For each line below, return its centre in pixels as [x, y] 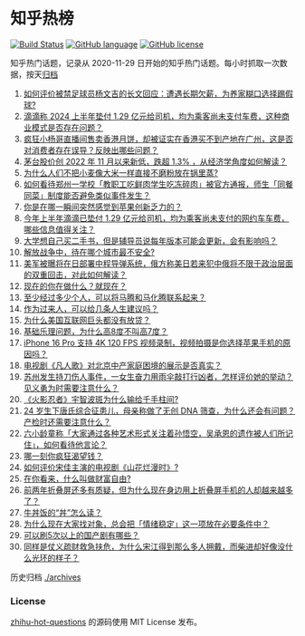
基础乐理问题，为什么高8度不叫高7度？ [95, 331]
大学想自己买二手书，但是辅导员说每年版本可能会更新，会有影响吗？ [150, 240]
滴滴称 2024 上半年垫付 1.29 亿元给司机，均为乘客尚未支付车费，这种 [152, 116]
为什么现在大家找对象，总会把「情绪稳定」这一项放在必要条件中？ [146, 524]
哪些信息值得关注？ [59, 229]
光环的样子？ [55, 557]
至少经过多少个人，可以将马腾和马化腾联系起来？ [114, 297]
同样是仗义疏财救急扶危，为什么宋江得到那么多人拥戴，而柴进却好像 [150, 546]
